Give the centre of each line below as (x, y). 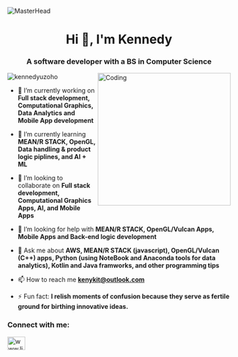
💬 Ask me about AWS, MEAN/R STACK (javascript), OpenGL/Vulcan (118, 250)
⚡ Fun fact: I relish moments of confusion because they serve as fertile (124, 296)
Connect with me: (39, 325)
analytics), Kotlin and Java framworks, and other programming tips (118, 266)
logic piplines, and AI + (52, 157)
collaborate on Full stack (54, 186)
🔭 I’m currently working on (56, 90)
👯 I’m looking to (40, 178)
